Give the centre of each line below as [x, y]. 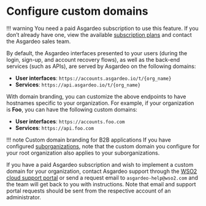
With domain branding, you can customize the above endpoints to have [96, 96]
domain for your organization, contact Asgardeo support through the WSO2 [102, 171]
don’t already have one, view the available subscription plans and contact [99, 34]
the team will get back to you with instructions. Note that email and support [101, 184]
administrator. [24, 197]
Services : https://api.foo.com [54, 128]
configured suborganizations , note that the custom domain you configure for [103, 146]
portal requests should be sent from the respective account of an [89, 191]
